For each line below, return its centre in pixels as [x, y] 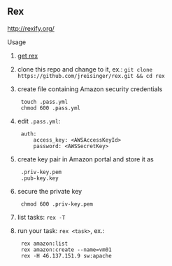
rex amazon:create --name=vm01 [66, 250]
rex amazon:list [44, 244]
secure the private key [50, 191]
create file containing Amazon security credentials [90, 89]
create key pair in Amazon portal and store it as [85, 159]
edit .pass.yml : [39, 121]
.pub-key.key [40, 178]
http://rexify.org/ [31, 28]
